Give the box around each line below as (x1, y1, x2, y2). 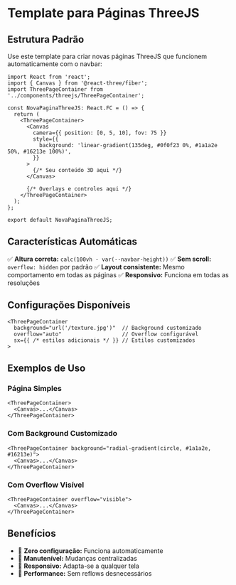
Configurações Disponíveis (7, 299, 131, 311)
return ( (14, 111, 40, 118)
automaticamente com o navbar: (7, 60, 102, 68)
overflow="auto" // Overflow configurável (14, 331, 199, 338)
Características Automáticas (7, 236, 137, 248)
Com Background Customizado (7, 429, 118, 439)
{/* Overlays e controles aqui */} (26, 186, 132, 193)
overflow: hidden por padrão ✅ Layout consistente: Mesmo (7, 262, 185, 271)
